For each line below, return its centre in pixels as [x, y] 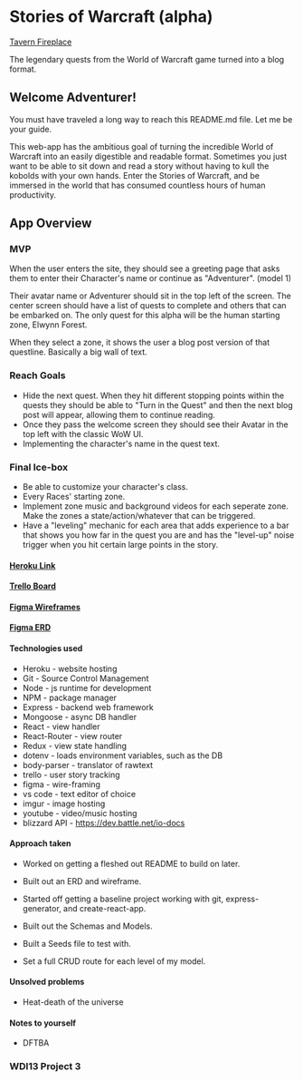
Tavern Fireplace [41, 42]
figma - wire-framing [62, 784]
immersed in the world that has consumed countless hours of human [137, 185]
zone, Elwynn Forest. [48, 325]
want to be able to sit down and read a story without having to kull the [139, 166]
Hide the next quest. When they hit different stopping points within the [153, 395]
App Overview [51, 224]
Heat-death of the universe [73, 1002]
